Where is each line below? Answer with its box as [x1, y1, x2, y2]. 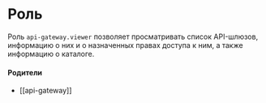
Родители [7, 67, 42, 77]
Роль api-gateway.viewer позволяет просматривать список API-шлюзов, [7, 32, 259, 41]
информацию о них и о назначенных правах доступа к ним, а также [7, 40, 244, 49]
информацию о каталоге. [7, 49, 95, 58]
